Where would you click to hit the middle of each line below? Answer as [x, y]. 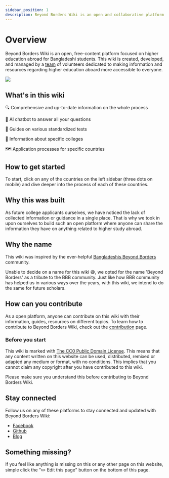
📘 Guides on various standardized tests [46, 129]
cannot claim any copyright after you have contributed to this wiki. [74, 367]
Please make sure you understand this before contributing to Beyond [77, 377]
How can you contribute [44, 304]
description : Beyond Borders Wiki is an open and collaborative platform [85, 15]
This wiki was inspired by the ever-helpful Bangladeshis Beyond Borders [81, 256]
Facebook [23, 425]
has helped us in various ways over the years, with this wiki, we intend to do [85, 283]
